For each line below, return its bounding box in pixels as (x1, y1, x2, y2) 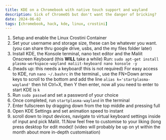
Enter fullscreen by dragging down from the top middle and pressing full (12, 103, 161, 109)
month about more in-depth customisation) (12, 129, 101, 135)
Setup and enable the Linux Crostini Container (12, 35, 107, 41)
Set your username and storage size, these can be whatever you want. (12, 40, 158, 46)
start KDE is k (12, 87, 40, 93)
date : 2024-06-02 (5, 16, 41, 21)
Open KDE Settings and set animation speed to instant (12, 108, 124, 114)
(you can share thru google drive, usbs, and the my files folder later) (12, 45, 153, 51)
